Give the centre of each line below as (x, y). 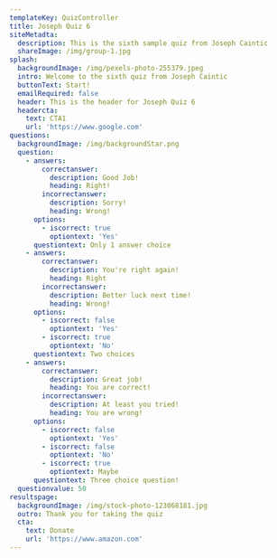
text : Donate (50, 531)
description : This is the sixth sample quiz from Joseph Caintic (143, 43)
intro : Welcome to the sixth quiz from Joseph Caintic (123, 77)
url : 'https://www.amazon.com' (84, 539)
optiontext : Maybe (84, 472)
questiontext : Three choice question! (106, 480)
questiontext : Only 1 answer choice (102, 245)
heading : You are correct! (100, 388)
